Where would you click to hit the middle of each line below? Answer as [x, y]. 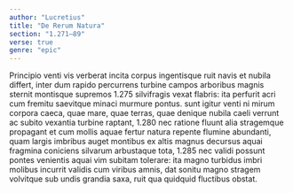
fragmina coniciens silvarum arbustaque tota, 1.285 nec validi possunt [137, 151]
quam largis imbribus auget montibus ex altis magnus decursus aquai [136, 142]
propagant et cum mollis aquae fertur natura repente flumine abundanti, [140, 132]
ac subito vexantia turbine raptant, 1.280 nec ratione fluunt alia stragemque [146, 123]
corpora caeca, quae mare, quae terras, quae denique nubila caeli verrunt [144, 113]
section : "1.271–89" [48, 34]
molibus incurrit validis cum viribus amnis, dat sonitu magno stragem [135, 170]
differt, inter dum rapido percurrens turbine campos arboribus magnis [137, 85]
